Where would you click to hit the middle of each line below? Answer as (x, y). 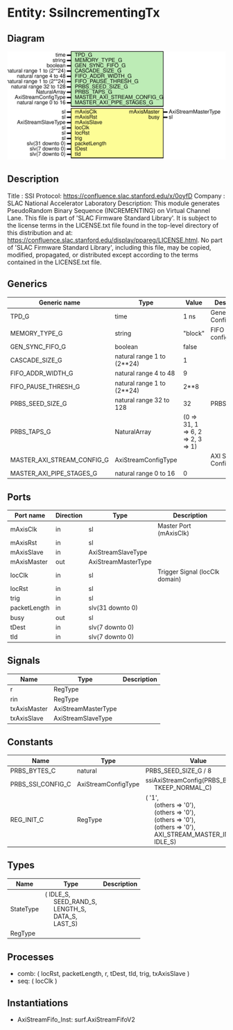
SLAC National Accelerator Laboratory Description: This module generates (114, 203)
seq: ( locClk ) (37, 981)
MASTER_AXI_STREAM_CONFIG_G (60, 460)
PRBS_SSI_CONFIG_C (41, 784)
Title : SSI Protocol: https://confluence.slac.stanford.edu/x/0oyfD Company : (116, 196)
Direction (69, 515)
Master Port (174, 526)
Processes (31, 957)
